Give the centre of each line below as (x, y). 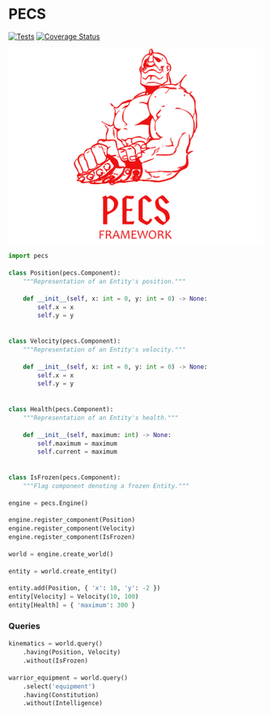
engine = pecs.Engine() (49, 503)
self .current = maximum (77, 452)
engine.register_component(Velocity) (72, 529)
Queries (24, 625)
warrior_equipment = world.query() (68, 678)
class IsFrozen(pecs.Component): (65, 477)
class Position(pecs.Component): (65, 273)
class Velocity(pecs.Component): (65, 341)
